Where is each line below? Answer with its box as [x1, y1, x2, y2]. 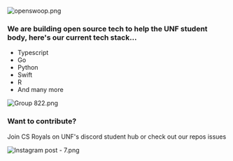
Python [17, 63, 38, 72]
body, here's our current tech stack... [7, 32, 137, 42]
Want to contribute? [7, 116, 77, 126]
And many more [17, 86, 64, 94]
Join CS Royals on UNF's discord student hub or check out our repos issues [7, 132, 227, 141]
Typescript [17, 49, 49, 57]
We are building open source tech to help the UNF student [7, 24, 208, 33]
